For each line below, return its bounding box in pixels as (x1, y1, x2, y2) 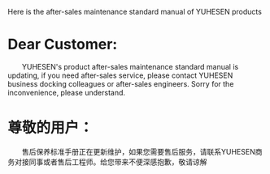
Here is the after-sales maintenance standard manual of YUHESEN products (7, 7, 262, 16)
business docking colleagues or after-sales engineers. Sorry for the (7, 79, 234, 88)
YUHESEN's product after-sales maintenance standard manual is (22, 62, 239, 71)
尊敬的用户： (7, 119, 94, 137)
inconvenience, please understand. (7, 87, 126, 97)
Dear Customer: (7, 36, 118, 53)
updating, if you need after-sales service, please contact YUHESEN (7, 70, 233, 80)
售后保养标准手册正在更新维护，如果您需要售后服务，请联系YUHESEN (22, 146, 255, 156)
